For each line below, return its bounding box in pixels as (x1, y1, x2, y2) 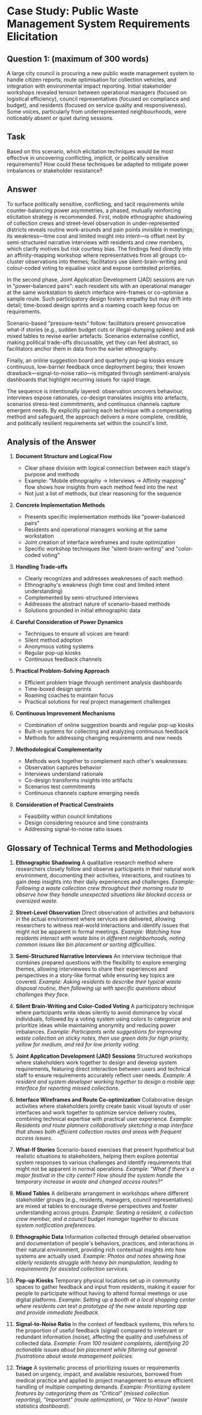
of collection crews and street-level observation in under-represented (7, 219, 180, 227)
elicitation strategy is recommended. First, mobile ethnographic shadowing (7, 213, 192, 220)
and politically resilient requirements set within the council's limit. (7, 419, 168, 426)
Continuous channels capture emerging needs (24, 790, 140, 797)
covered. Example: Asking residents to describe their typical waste (15, 978, 182, 986)
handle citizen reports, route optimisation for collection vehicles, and (7, 76, 177, 83)
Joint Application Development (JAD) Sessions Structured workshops (15, 1052, 192, 1060)
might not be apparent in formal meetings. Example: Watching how (15, 928, 182, 936)
